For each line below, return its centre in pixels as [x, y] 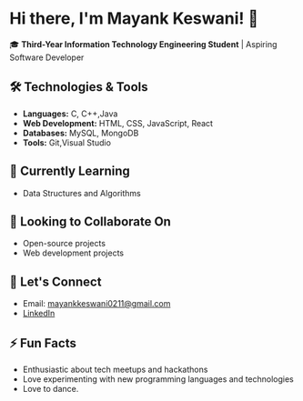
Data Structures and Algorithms [81, 193]
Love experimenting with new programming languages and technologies [158, 379]
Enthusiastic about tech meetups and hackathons [115, 369]
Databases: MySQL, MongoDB [81, 133]
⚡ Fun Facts [43, 343]
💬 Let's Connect [56, 281]
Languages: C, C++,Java [70, 114]
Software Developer [47, 57]
